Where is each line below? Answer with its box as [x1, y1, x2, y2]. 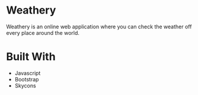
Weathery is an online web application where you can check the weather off [6, 23, 192, 30]
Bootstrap [14, 76, 39, 83]
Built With [6, 50, 56, 64]
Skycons [14, 82, 37, 89]
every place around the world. [6, 29, 80, 36]
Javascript [14, 69, 41, 77]
